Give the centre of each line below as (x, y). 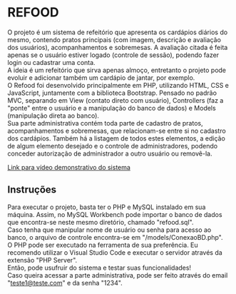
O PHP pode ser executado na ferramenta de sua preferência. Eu (103, 245)
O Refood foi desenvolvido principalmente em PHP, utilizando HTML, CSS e (118, 85)
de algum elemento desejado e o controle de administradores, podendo (113, 146)
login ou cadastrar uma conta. (51, 62)
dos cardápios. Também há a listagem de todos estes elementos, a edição (117, 138)
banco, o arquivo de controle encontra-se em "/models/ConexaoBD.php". (115, 237)
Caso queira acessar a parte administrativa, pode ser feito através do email (118, 275)
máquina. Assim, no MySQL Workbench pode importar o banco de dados (115, 214)
